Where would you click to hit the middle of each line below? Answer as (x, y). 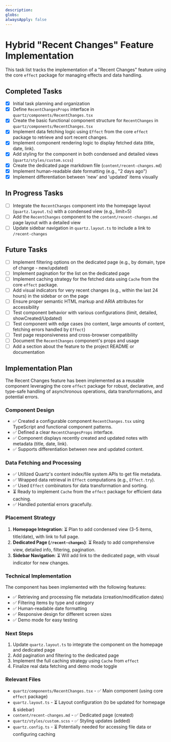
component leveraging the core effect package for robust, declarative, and (85, 386)
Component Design (30, 410)
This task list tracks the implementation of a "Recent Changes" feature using (86, 70)
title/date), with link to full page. (46, 536)
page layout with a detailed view (46, 222)
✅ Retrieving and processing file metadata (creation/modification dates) (88, 597)
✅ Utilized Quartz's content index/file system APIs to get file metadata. (87, 474)
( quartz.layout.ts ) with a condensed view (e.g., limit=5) (72, 211)
